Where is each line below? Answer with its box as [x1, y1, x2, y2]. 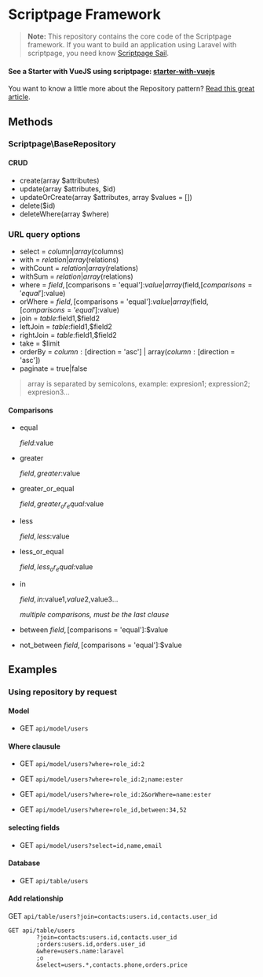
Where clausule [8, 742, 61, 751]
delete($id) [19, 201, 56, 210]
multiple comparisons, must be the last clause [19, 609, 170, 619]
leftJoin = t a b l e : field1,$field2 [19, 321, 112, 331]
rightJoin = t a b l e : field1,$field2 [19, 330, 118, 339]
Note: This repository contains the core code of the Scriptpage [27, 31, 232, 41]
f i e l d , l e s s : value [19, 531, 70, 541]
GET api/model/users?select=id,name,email [19, 840, 163, 849]
